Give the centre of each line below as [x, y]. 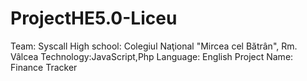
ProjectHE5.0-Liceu [94, 18]
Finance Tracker [44, 67]
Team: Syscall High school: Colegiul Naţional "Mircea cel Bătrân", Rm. [154, 46]
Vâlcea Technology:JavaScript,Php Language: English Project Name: [152, 56]
